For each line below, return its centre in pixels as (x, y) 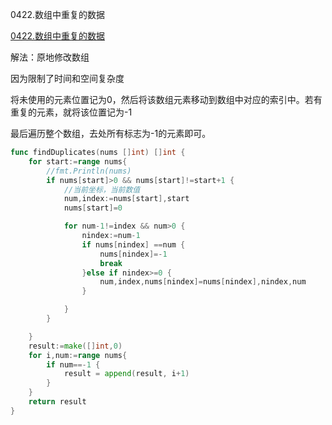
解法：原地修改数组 (50, 57)
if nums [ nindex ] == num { (133, 244)
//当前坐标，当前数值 (102, 189)
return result (57, 402)
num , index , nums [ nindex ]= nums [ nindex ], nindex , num (203, 282)
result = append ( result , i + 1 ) (126, 374)
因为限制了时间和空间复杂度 (67, 78)
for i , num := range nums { (78, 355)
